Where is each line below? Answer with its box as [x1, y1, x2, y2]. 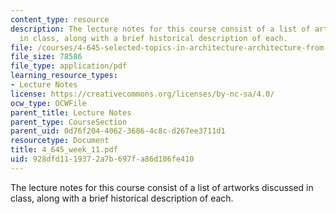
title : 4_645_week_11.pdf [10, 145, 118, 155]
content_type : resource [10, 14, 110, 25]
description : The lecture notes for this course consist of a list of [10, 24, 311, 34]
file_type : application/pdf [10, 61, 128, 71]
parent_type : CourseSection [10, 117, 128, 127]
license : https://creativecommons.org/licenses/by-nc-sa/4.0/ [10, 89, 275, 99]
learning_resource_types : [10, 71, 118, 81]
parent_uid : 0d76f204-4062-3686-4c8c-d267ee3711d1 [10, 126, 226, 136]
